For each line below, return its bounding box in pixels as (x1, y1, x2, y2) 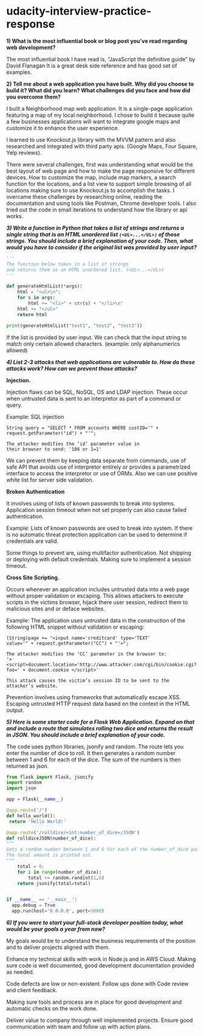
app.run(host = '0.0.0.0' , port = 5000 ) (12, 908, 104, 914)
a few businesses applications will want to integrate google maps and (6, 117, 180, 125)
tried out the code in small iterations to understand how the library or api (6, 205, 188, 213)
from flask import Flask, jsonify (6, 774, 94, 780)
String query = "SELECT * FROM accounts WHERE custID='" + (6, 424, 159, 431)
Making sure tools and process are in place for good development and (6, 998, 182, 1006)
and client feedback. (6, 987, 58, 994)
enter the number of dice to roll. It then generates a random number (6, 749, 176, 756)
